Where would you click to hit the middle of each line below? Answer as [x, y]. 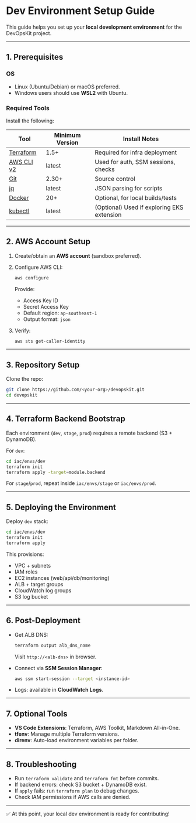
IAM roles [26, 572]
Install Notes [141, 139]
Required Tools [28, 108]
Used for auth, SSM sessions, [135, 162]
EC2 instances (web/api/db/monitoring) [62, 578]
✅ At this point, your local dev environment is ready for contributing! [88, 814]
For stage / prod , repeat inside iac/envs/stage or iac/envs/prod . [81, 483]
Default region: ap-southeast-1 [60, 313]
